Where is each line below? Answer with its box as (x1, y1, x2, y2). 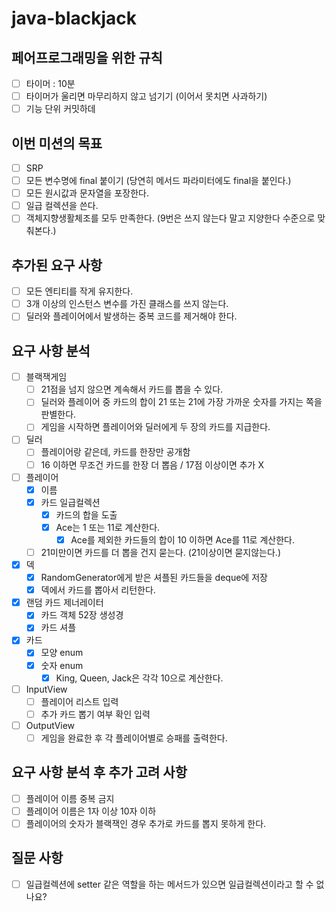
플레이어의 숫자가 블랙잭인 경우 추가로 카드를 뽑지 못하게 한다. (25, 817, 267, 829)
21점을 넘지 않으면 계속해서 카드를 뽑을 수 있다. (40, 383, 224, 396)
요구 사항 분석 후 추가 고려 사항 (11, 764, 188, 781)
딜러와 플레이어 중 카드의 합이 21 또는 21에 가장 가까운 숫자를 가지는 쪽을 (40, 396, 323, 408)
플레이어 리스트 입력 (40, 695, 119, 707)
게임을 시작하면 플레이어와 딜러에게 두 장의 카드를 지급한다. (40, 421, 271, 433)
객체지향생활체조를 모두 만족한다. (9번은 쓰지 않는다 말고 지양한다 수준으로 (25, 212, 316, 224)
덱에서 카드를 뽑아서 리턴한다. (40, 584, 156, 596)
